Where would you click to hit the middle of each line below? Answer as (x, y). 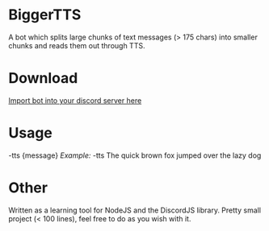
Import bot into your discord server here (75, 100)
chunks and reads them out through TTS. (77, 45)
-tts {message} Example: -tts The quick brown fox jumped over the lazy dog (135, 155)
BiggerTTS (45, 15)
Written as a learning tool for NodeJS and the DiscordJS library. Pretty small (134, 210)
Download (43, 78)
